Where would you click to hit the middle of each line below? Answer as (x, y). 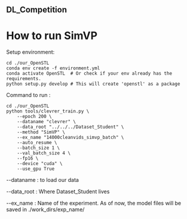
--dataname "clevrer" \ (47, 122)
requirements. (24, 79)
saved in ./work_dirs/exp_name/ (45, 209)
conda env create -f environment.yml (53, 68)
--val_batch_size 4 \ (44, 153)
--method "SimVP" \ (41, 132)
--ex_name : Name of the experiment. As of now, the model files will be (93, 203)
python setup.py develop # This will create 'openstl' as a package (93, 84)
